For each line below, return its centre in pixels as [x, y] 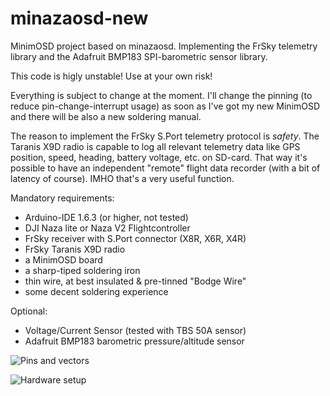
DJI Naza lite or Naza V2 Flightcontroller [107, 228]
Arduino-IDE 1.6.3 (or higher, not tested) [106, 217]
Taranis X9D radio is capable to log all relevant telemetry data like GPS [155, 146]
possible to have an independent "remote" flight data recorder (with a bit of [165, 168]
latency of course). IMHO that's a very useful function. [122, 178]
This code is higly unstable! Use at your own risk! [111, 76]
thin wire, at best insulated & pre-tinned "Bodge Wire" [135, 281]
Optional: [29, 311]
